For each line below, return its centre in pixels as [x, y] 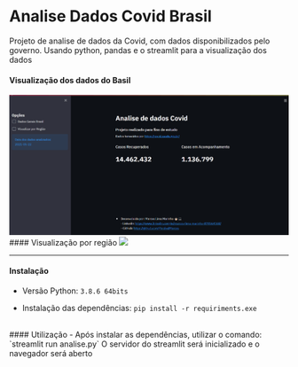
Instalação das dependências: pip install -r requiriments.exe [139, 308]
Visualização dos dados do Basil [70, 80]
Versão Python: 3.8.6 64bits [75, 291]
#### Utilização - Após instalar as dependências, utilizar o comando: [136, 335]
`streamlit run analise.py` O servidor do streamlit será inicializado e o [134, 344]
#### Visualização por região [63, 242]
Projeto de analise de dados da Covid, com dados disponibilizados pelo [140, 41]
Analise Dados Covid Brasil [111, 16]
